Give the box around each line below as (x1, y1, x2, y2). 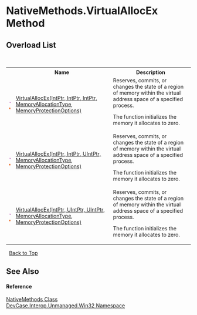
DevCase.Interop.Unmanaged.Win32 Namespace (6, 302, 125, 309)
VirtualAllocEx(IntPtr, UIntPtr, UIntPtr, (15, 206, 106, 213)
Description (135, 69, 165, 76)
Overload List (6, 40, 56, 50)
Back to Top (8, 249, 38, 256)
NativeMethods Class (6, 296, 58, 303)
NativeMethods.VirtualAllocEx (6, 4, 158, 18)
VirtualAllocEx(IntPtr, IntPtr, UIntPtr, (15, 150, 101, 157)
